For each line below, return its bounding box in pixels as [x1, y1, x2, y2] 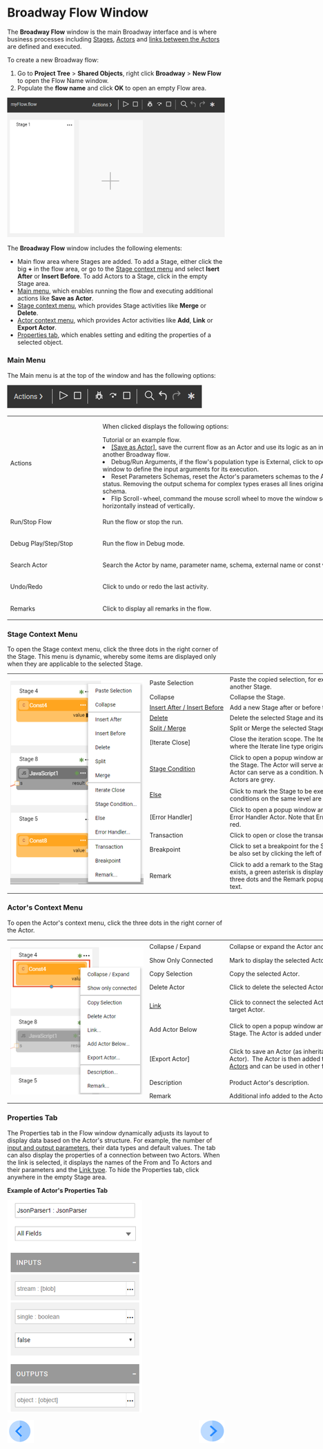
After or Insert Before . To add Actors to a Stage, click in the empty [17, 272, 208, 280]
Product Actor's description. [228, 1078, 309, 1086]
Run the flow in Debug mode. [102, 539, 185, 547]
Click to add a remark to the [230, 861, 309, 869]
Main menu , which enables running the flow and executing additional [17, 287, 213, 295]
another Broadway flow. [102, 450, 170, 459]
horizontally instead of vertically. [102, 502, 195, 510]
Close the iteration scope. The [230, 734, 315, 743]
